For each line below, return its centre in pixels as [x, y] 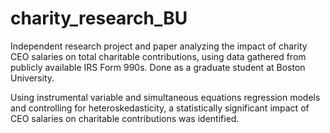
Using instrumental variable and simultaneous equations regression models [165, 97]
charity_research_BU [99, 18]
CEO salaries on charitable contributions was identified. [125, 118]
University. [32, 78]
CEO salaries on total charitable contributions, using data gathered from [158, 56]
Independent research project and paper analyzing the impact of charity [159, 46]
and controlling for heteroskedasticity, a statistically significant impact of [160, 108]
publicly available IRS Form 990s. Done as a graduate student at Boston [158, 67]
